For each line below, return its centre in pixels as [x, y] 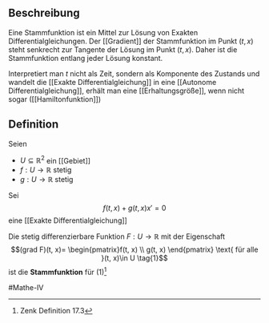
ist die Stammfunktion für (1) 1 [58, 271]
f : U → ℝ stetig [46, 170]
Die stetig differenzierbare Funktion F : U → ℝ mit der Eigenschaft [117, 236]
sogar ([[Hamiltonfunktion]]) [55, 99]
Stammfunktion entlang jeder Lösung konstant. [86, 58]
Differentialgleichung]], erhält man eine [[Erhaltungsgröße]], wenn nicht [126, 91]
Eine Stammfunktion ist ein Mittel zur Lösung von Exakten [103, 32]
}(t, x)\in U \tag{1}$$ [134, 258]
